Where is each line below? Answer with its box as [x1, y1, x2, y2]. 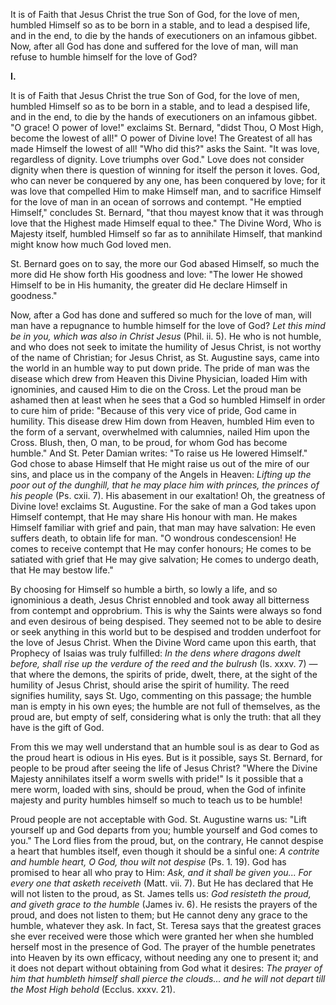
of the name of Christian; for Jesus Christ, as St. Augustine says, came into [10, 352, 320, 363]
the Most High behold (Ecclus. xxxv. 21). [10, 984, 176, 995]
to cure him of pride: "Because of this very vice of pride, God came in [10, 405, 297, 416]
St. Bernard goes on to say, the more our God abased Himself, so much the [10, 258, 320, 269]
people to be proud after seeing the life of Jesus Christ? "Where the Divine [10, 762, 318, 774]
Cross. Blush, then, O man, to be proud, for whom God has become [10, 437, 288, 448]
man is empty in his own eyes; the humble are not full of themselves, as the [10, 700, 321, 712]
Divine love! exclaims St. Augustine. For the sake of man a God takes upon [10, 500, 317, 512]
